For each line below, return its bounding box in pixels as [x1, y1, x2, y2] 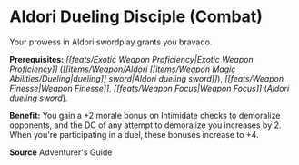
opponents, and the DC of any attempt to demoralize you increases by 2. [9, 120, 282, 131]
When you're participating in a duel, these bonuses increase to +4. [9, 129, 259, 140]
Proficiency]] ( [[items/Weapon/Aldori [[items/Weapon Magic [9, 63, 236, 74]
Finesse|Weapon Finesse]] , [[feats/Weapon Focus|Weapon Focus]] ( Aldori [9, 82, 290, 93]
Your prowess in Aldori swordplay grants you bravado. [9, 36, 213, 47]
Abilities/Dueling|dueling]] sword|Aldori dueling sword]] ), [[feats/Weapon [9, 73, 284, 83]
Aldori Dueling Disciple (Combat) [9, 6, 264, 27]
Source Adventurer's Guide [9, 147, 113, 158]
